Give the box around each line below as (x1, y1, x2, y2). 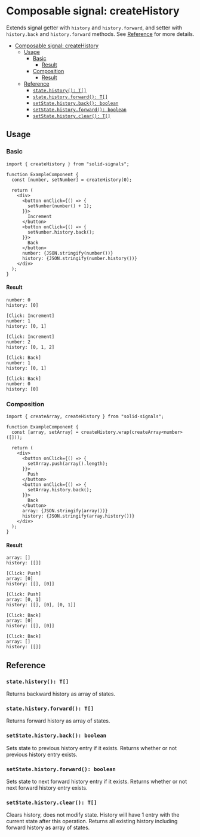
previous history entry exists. (6, 751, 78, 758)
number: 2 (6, 339, 31, 345)
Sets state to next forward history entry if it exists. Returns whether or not (6, 778, 187, 785)
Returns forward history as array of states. (6, 717, 110, 724)
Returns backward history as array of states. (6, 690, 115, 697)
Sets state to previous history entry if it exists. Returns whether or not (6, 744, 177, 751)
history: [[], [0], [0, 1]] (6, 602, 76, 608)
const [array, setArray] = (11, 430, 79, 436)
